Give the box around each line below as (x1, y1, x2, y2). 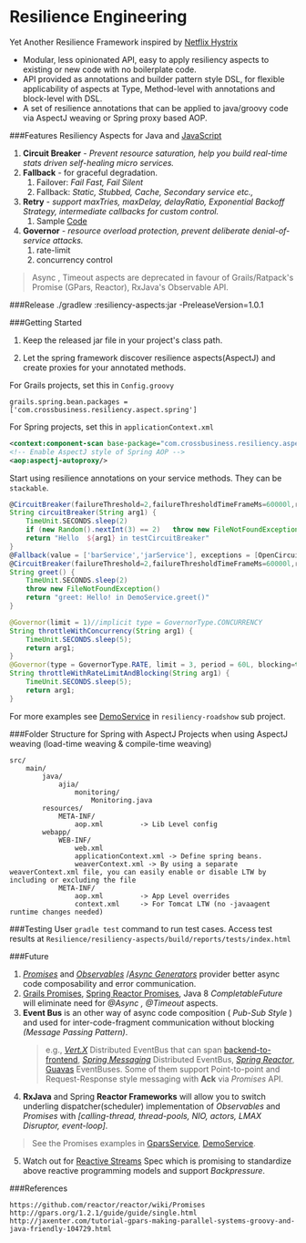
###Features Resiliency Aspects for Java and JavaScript (9, 129, 222, 140)
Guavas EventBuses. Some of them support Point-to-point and (45, 1063, 280, 1074)
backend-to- (223, 1044, 271, 1055)
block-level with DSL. (22, 93, 103, 104)
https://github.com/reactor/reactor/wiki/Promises (9, 1200, 206, 1209)
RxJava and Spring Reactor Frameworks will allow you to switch (22, 1091, 267, 1102)
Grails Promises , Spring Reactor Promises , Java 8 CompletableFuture (22, 988, 283, 999)
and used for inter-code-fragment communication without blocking (22, 1017, 275, 1028)
